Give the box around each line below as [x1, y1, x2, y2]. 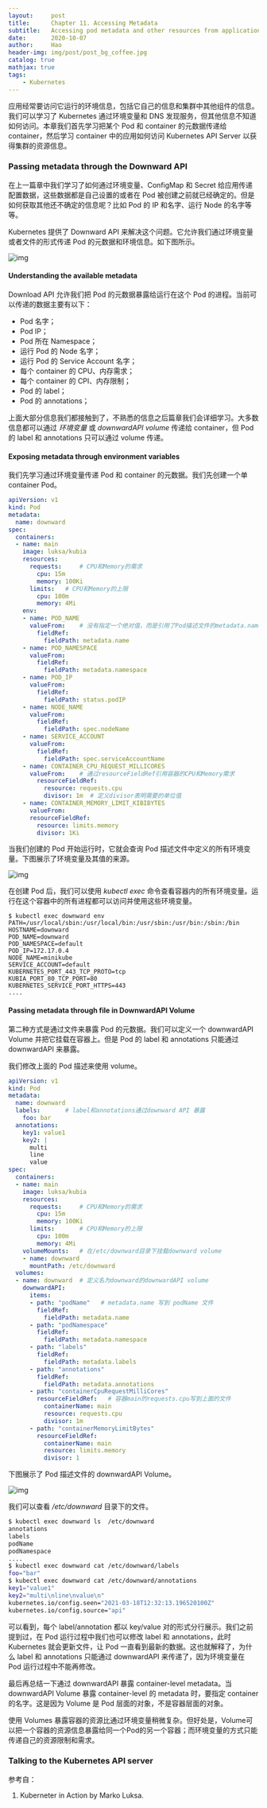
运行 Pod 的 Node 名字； [19, 347, 101, 356]
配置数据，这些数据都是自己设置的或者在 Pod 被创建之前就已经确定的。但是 [8, 190, 255, 200]
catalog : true [8, 56, 56, 64]
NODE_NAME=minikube [8, 954, 73, 962]
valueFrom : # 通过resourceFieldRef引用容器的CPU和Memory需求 [29, 769, 235, 778]
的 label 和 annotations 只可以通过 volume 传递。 [8, 433, 168, 442]
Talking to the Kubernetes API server [8, 1756, 153, 1767]
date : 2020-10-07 [8, 33, 87, 42]
